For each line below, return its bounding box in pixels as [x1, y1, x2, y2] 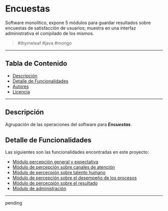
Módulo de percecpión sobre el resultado [12, 180, 98, 186]
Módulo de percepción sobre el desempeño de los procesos [12, 175, 137, 181]
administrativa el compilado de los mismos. [5, 30, 94, 36]
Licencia [12, 88, 30, 94]
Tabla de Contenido [5, 59, 67, 68]
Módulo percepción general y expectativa [12, 159, 98, 165]
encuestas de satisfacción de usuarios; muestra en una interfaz [5, 25, 136, 31]
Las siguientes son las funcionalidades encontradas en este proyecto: [5, 149, 149, 155]
